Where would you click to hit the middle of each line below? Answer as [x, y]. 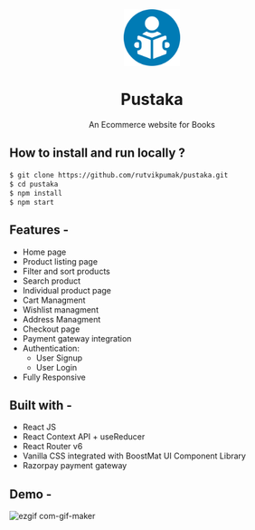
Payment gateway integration [77, 338]
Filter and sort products [66, 271]
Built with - [41, 405]
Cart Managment [54, 300]
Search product [52, 281]
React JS [39, 427]
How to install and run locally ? [97, 153]
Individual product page [66, 290]
